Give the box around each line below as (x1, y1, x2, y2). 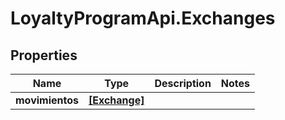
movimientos (15, 93, 79, 107)
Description (154, 77, 212, 90)
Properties (10, 47, 78, 64)
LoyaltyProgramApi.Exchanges (10, 7, 276, 30)
